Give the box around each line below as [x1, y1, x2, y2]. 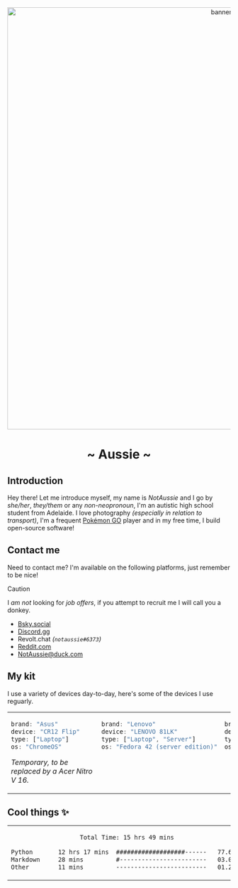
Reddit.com [17, 642, 52, 651]
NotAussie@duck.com [17, 650, 84, 658]
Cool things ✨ [7, 806, 69, 818]
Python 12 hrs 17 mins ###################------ [11, 848, 207, 856]
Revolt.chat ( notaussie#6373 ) [17, 634, 101, 643]
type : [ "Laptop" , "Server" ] [101, 735, 196, 743]
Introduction [7, 474, 64, 486]
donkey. [7, 606, 30, 614]
